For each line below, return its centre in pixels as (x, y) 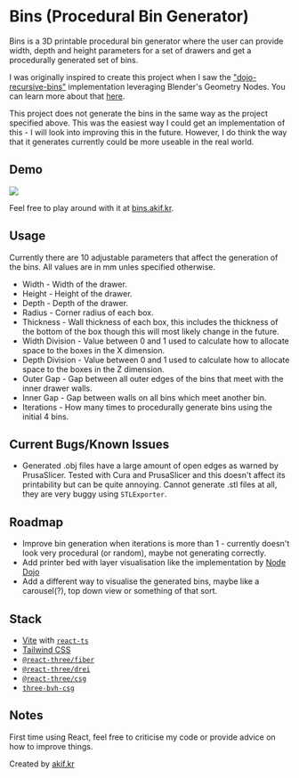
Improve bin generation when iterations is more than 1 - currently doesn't (156, 544)
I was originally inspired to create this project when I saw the (120, 77)
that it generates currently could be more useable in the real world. (132, 142)
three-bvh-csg (48, 688)
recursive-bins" (38, 86)
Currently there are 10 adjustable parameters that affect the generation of (144, 257)
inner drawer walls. (57, 388)
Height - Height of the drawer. (77, 293)
